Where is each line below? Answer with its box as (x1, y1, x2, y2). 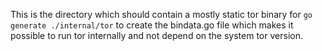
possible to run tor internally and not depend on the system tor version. (10, 30, 303, 41)
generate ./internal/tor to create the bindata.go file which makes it (10, 19, 294, 31)
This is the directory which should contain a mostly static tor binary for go (10, 9, 313, 20)
